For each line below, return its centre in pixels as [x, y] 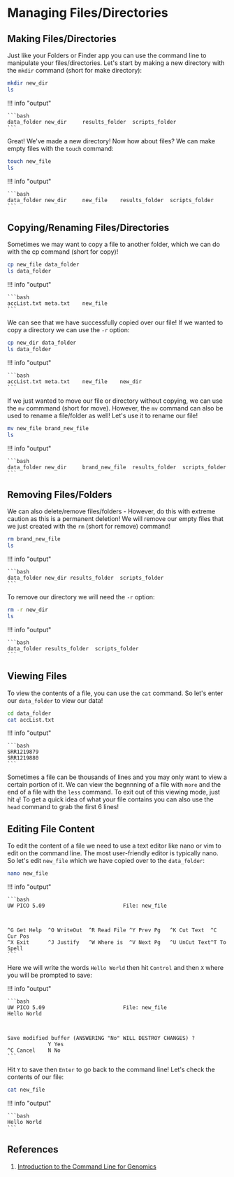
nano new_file [28, 873]
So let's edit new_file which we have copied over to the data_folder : [106, 861]
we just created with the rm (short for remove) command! [89, 527]
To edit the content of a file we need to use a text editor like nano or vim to [114, 846]
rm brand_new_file [34, 539]
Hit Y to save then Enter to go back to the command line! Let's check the [111, 1070]
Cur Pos [19, 936]
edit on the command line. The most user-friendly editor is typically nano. [113, 853]
